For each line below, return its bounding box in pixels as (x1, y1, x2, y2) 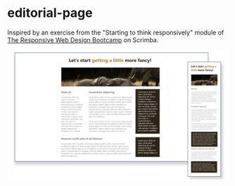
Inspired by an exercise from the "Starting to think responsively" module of (7, 28, 224, 37)
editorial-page (7, 5, 93, 21)
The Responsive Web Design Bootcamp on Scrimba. (7, 35, 159, 44)
